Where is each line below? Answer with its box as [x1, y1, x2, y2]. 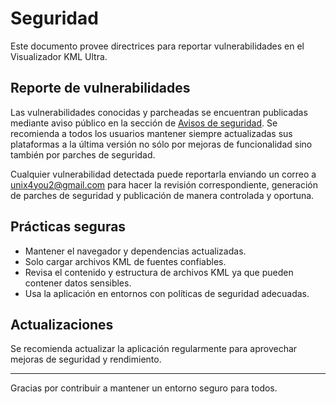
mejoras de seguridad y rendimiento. [10, 353, 162, 366]
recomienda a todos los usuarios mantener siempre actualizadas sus [10, 127, 293, 139]
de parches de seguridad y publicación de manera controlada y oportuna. [10, 189, 315, 201]
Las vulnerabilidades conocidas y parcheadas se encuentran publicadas [10, 106, 308, 118]
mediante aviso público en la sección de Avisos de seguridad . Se [10, 117, 278, 129]
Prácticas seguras [10, 218, 127, 236]
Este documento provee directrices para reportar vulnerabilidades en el [10, 40, 305, 52]
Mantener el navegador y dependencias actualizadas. [24, 245, 247, 257]
